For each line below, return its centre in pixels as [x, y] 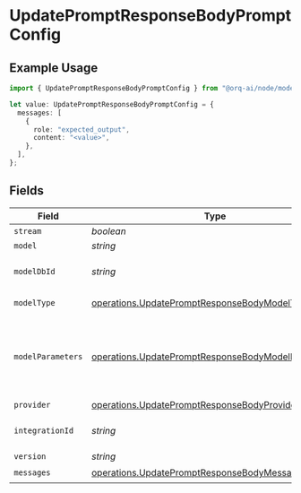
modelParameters [48, 356]
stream [28, 231]
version [30, 456]
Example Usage [54, 68]
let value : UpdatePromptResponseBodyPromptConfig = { [112, 104]
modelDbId [34, 271]
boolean [109, 231]
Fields [27, 190]
